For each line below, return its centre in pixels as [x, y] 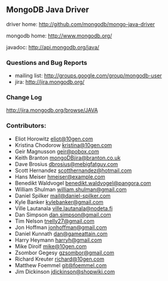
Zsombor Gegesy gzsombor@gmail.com [64, 252]
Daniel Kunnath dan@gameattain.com [61, 233]
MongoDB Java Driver [48, 10]
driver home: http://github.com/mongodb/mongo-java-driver [80, 24]
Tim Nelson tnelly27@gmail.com [55, 221]
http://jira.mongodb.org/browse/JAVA [52, 110]
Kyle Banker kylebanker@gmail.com [59, 202]
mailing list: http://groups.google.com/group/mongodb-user [88, 76]
